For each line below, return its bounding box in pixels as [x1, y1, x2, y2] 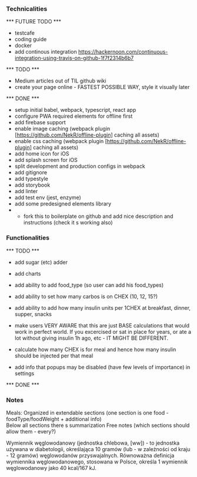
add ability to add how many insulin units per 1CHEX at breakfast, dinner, [14, 304, 191, 311]
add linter [14, 188, 38, 195]
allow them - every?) [6, 428, 56, 435]
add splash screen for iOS [14, 157, 78, 164]
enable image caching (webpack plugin [14, 125, 111, 132]
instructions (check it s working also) [23, 219, 113, 226]
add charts [14, 270, 41, 277]
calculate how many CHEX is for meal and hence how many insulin [14, 346, 176, 353]
